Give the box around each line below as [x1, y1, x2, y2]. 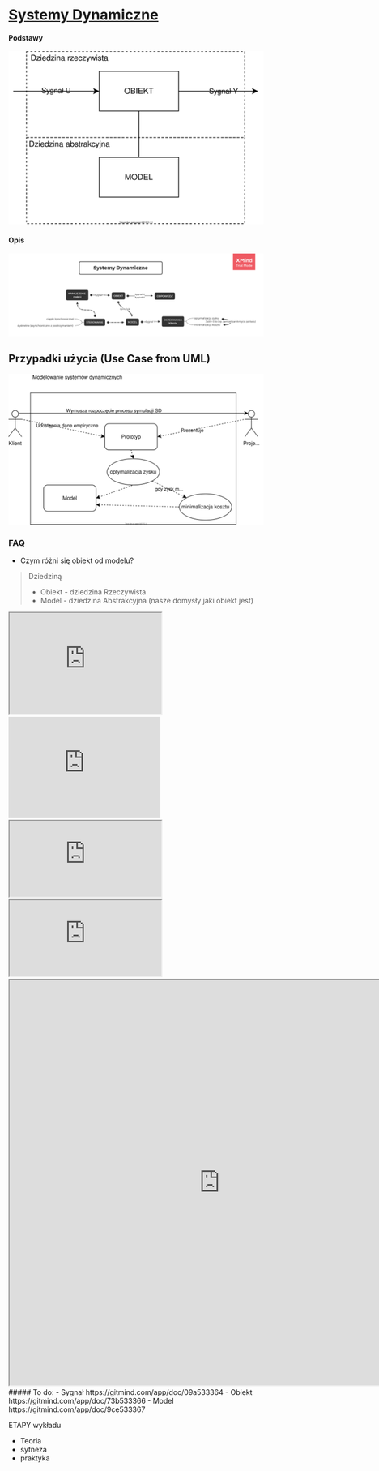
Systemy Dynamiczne [8, 6, 160, 24]
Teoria [19, 1436, 42, 1445]
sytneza [19, 1445, 47, 1454]
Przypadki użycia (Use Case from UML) [8, 352, 211, 366]
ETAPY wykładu [8, 1421, 62, 1430]
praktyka [19, 1453, 50, 1463]
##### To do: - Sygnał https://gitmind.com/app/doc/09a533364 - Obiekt [8, 1387, 253, 1396]
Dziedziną [28, 572, 62, 581]
